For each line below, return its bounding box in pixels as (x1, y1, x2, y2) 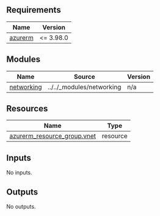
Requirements (6, 5, 61, 15)
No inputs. (6, 169, 32, 176)
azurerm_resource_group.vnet (9, 132, 96, 140)
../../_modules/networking (48, 83, 122, 91)
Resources (6, 103, 48, 114)
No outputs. (6, 203, 36, 210)
